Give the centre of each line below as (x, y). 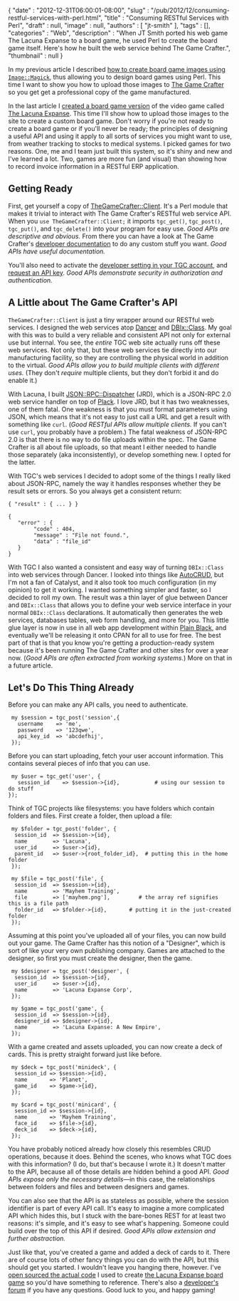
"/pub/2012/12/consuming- (190, 10)
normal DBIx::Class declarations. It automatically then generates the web (115, 612)
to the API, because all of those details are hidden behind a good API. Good (118, 1172)
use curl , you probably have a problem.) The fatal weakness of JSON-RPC (118, 432)
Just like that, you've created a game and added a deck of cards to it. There (119, 1253)
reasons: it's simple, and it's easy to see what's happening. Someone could (119, 1223)
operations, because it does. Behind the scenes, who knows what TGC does (120, 1157)
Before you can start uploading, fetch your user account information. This (116, 756)
